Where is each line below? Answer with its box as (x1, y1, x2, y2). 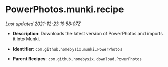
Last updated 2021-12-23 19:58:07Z (5, 20, 81, 27)
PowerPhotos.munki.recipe (5, 4, 124, 15)
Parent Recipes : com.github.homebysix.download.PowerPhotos (12, 55, 142, 62)
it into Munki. (12, 36, 40, 42)
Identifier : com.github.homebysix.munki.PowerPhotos (12, 46, 123, 52)
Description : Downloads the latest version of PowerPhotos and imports (12, 30, 163, 36)
